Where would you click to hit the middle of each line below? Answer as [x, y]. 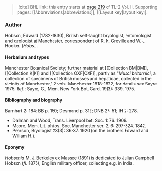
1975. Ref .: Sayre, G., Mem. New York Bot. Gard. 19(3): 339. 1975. [70, 89]
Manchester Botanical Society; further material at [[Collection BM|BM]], [77, 68]
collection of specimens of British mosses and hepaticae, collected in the [78, 78]
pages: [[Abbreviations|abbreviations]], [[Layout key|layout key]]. [82, 12]
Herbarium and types [27, 57]
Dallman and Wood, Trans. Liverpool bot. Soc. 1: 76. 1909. [70, 120]
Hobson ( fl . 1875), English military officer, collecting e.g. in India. [69, 163]
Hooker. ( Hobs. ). [22, 46]
